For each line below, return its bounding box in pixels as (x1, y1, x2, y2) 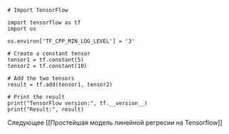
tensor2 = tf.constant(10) (7, 62, 87, 69)
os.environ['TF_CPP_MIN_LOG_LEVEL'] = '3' (7, 38, 135, 45)
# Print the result (7, 94, 65, 101)
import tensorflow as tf (7, 19, 81, 26)
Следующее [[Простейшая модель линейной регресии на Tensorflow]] (7, 118, 223, 127)
